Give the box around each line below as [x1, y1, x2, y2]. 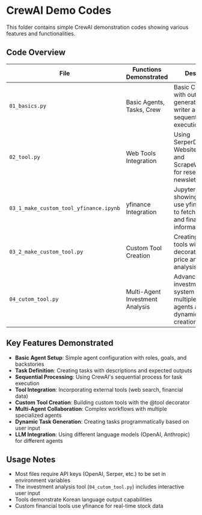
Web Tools [126, 149, 156, 157]
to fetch [173, 208, 196, 216]
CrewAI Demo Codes [6, 4, 112, 17]
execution [14, 380, 40, 387]
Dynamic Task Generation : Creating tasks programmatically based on [14, 418, 189, 425]
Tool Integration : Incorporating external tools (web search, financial [14, 386, 183, 393]
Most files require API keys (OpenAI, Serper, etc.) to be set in [14, 470, 167, 478]
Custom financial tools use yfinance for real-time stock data [14, 502, 164, 510]
